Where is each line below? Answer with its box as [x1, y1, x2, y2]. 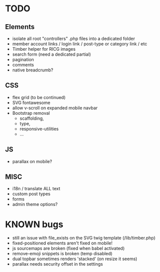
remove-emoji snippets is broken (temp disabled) [12, 251, 113, 257]
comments [12, 62, 34, 68]
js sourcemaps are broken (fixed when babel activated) [12, 245, 125, 251]
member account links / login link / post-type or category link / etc [12, 41, 147, 47]
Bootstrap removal [12, 110, 50, 116]
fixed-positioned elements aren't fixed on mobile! [12, 240, 113, 246]
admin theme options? [12, 202, 58, 207]
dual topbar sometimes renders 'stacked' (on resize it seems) [12, 256, 137, 262]
